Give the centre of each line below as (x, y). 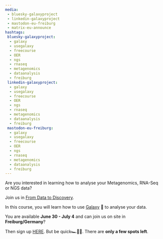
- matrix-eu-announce (29, 28)
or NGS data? (19, 188)
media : (12, 10)
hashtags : (15, 32)
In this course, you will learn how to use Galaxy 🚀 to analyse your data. (76, 207)
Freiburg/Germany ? (25, 222)
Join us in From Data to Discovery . (40, 198)
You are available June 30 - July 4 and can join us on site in (65, 216)
